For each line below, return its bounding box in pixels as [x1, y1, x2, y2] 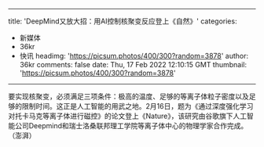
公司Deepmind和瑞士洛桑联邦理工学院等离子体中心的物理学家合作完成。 [14, 121, 248, 130]
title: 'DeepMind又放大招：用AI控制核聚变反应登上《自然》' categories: [8, 16, 237, 26]
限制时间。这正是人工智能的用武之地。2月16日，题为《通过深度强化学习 [21, 102, 254, 110]
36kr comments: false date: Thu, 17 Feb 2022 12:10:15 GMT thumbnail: [19, 60, 247, 69]
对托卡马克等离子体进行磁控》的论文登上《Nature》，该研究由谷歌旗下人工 [8, 111, 247, 120]
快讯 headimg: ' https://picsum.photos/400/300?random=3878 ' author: [19, 52, 249, 60]
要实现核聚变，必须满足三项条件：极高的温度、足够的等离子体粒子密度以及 [8, 91, 249, 101]
